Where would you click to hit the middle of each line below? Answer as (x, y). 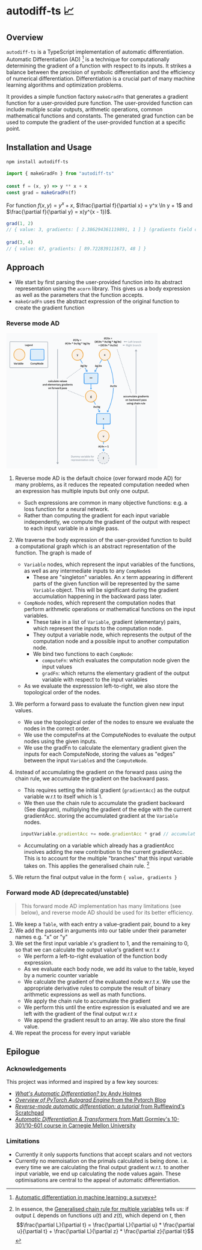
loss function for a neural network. (66, 509)
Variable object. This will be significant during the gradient (106, 589)
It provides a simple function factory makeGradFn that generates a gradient (97, 96)
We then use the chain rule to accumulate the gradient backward (104, 803)
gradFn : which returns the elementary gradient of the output (116, 673)
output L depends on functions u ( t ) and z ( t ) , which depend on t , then (100, 1215)
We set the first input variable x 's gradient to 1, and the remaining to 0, (102, 943)
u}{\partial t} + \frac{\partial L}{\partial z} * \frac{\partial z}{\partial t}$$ (106, 1231)
